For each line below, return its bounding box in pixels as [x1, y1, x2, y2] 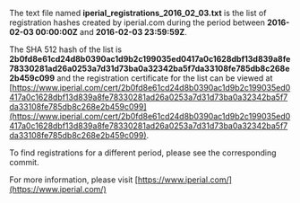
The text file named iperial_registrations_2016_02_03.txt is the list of [9, 8, 267, 18]
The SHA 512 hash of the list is [9, 44, 123, 55]
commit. [9, 157, 39, 167]
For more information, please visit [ [9, 174, 139, 185]
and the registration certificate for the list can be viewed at [56, 73, 273, 84]
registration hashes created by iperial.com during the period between [9, 17, 266, 28]
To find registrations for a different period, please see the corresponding [9, 147, 277, 158]
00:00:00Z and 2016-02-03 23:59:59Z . [35, 27, 188, 37]
